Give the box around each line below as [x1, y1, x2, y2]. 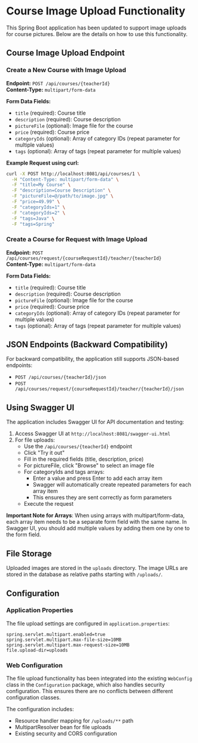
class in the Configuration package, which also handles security [6, 681, 165, 688]
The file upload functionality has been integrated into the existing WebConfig [6, 675, 193, 682]
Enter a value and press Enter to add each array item [32, 475, 163, 482]
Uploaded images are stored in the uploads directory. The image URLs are [6, 565, 188, 572]
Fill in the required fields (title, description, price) [23, 455, 144, 463]
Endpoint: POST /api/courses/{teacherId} [6, 79, 111, 86]
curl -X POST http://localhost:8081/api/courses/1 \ [6, 171, 141, 177]
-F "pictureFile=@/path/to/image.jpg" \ [11, 193, 114, 199]
